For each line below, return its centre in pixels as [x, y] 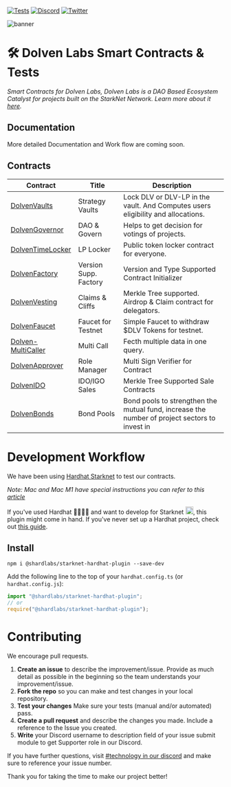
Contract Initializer [153, 277]
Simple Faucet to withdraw [166, 321]
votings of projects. [154, 234]
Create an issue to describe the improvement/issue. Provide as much [115, 669]
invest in [137, 427]
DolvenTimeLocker [41, 249]
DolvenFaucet [33, 325]
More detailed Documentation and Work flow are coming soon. [96, 144]
